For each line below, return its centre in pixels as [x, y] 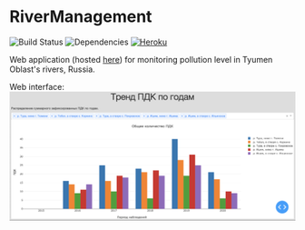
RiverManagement [81, 17]
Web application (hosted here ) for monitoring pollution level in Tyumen [141, 59]
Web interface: [37, 86]
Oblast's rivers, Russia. [52, 69]
